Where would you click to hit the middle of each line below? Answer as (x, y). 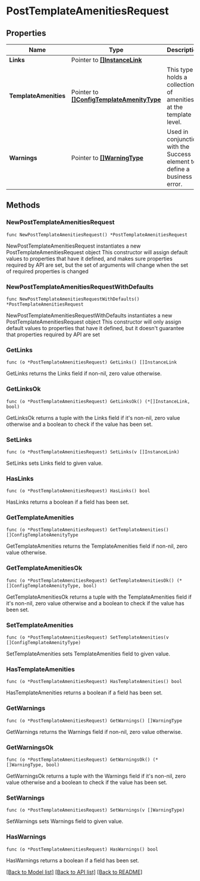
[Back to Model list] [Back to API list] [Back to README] (74, 872)
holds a (177, 77)
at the (175, 107)
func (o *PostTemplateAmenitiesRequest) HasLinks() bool (78, 491)
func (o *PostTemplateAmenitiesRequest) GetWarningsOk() (78, 760)
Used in (177, 132)
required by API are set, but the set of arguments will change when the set (97, 265)
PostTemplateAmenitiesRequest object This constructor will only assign (94, 322)
